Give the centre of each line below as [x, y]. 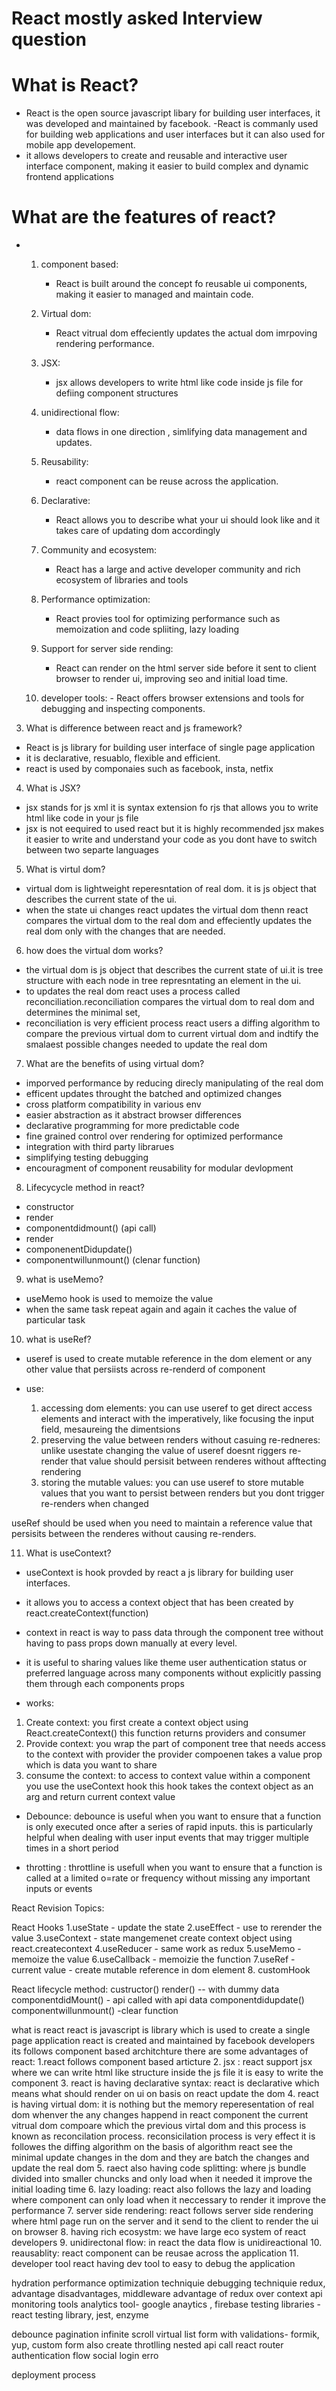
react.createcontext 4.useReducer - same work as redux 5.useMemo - [156, 1949]
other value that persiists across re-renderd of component [145, 1369]
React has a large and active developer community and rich [178, 569]
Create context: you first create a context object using [137, 1723]
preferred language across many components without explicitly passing [173, 1673]
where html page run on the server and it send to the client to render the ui [165, 2221]
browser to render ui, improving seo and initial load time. [172, 679]
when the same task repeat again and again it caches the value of [161, 1309]
